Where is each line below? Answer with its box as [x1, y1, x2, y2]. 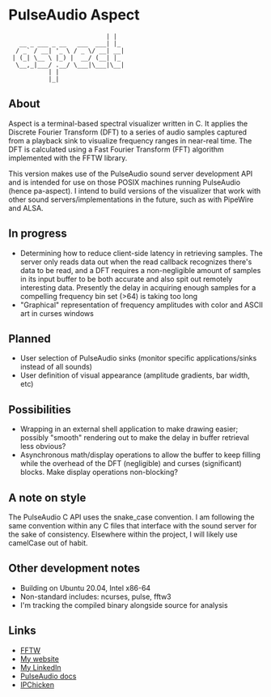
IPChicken [19, 679, 55, 690]
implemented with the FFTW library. [8, 152, 128, 163]
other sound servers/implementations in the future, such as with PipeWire [8, 195, 254, 204]
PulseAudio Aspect [8, 6, 140, 24]
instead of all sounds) [19, 362, 93, 372]
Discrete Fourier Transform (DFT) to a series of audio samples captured [8, 127, 248, 137]
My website [19, 654, 59, 664]
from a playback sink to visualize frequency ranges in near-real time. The [8, 135, 252, 145]
